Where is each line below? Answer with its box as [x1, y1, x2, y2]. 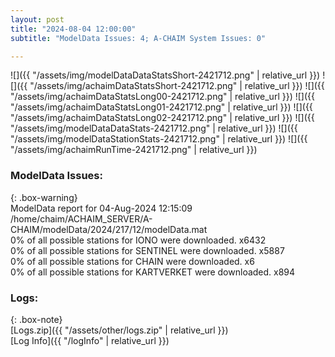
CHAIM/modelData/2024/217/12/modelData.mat [10, 223, 208, 235]
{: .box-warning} [10, 191, 78, 203]
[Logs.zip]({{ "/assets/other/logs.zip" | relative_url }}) [10, 324, 229, 336]
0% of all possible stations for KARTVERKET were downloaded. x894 [10, 266, 296, 278]
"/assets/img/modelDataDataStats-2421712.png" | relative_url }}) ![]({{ [10, 122, 298, 135]
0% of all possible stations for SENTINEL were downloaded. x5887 [10, 244, 285, 256]
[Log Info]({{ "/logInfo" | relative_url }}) [10, 334, 170, 346]
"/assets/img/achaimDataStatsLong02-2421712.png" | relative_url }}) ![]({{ [10, 112, 315, 124]
